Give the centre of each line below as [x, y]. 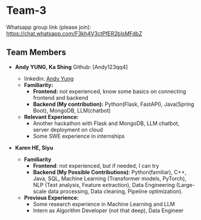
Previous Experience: [51, 197]
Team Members [36, 53]
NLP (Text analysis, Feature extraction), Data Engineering [104, 185]
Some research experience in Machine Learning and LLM [104, 204]
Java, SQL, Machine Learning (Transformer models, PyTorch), [110, 179]
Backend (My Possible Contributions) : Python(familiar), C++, [110, 172]
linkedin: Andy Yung [49, 78]
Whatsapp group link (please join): [49, 27]
